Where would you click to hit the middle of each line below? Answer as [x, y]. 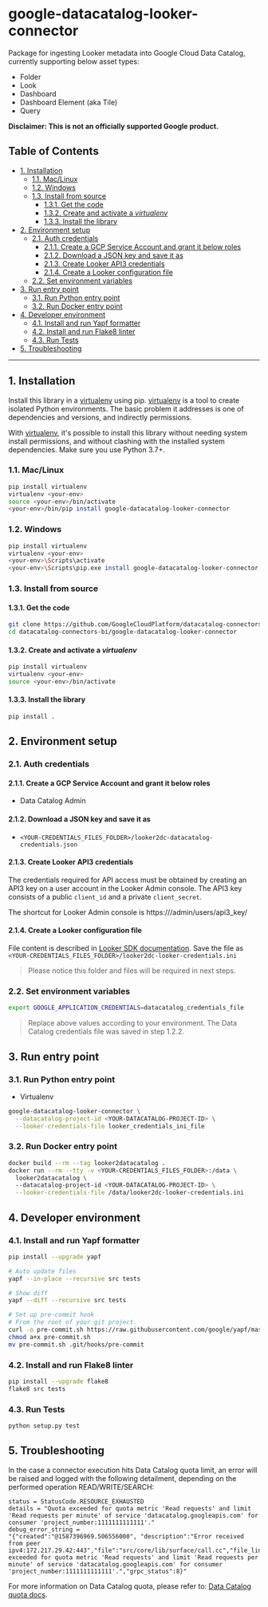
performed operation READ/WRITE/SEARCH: [81, 1487]
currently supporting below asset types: [74, 61]
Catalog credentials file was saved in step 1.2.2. [106, 1032]
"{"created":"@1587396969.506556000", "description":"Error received [126, 1536]
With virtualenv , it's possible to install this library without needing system [128, 432]
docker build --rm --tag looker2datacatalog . [87, 1163]
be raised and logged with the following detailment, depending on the [122, 1478]
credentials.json [49, 845]
